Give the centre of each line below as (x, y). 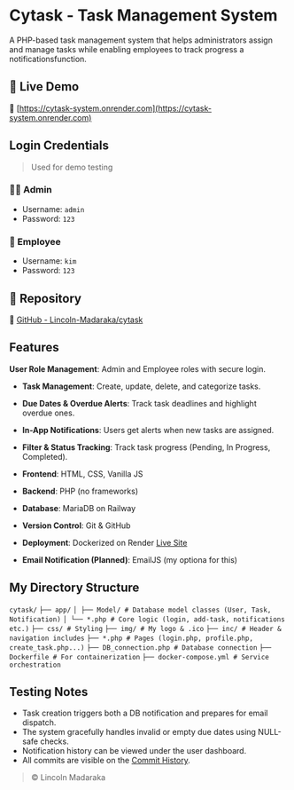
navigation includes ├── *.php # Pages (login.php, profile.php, (132, 638)
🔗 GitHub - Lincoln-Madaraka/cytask (76, 320)
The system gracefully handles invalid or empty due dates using (139, 732)
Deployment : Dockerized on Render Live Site (104, 542)
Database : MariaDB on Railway (79, 508)
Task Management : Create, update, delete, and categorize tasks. (141, 386)
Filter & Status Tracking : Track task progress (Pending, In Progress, (146, 447)
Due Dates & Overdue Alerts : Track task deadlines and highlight (139, 403)
